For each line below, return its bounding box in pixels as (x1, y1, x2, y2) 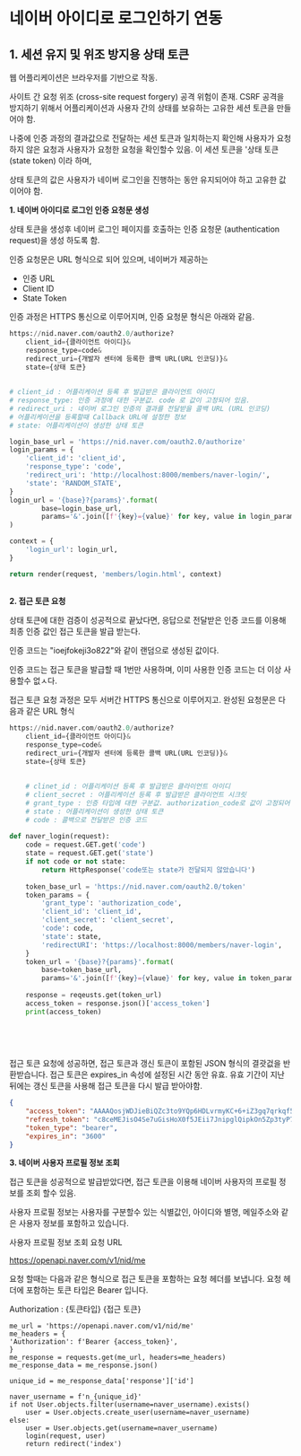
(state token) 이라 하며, (9, 155, 92, 166)
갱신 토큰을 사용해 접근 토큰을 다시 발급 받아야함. (32, 1081, 203, 1092)
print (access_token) (25, 1007, 102, 1016)
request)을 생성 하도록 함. (9, 235, 100, 245)
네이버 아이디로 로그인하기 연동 (9, 8, 223, 29)
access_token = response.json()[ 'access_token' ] (25, 998, 211, 1008)
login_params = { (9, 445, 74, 454)
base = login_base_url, (41, 504, 123, 513)
